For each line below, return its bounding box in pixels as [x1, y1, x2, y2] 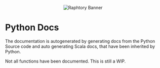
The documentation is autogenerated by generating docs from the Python [5, 38, 156, 44]
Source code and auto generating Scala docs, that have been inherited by [5, 43, 156, 49]
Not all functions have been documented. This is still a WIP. [5, 58, 126, 64]
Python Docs [5, 22, 59, 33]
